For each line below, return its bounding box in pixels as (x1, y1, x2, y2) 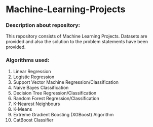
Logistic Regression (13, 74, 55, 80)
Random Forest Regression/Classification (13, 95, 99, 101)
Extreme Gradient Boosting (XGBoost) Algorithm (13, 111, 114, 117)
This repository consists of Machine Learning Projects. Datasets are (6, 33, 147, 39)
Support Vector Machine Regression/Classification (13, 79, 119, 85)
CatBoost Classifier (13, 117, 54, 123)
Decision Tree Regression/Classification (13, 90, 97, 96)
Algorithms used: (6, 57, 50, 64)
